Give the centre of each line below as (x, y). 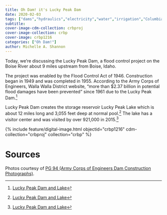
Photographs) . (20, 173)
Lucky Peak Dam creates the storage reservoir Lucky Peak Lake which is (80, 107)
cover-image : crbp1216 (29, 38)
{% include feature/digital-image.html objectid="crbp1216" (65, 129)
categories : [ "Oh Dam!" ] (31, 42)
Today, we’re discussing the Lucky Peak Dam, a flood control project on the (83, 61)
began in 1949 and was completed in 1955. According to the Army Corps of (82, 81)
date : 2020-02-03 (23, 14)
